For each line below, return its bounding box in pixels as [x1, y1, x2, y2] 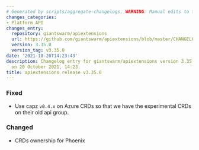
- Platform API [6, 20, 44, 25]
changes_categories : [6, 14, 57, 20]
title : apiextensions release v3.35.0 [6, 69, 102, 75]
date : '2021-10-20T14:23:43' [6, 53, 78, 59]
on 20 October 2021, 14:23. [11, 63, 81, 70]
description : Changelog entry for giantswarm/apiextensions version [6, 58, 179, 64]
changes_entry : [6, 25, 44, 31]
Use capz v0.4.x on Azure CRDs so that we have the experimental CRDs [14, 102, 191, 110]
